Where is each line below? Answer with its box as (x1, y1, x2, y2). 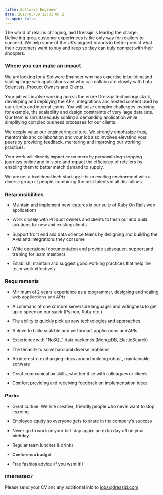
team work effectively (12, 265, 56, 271)
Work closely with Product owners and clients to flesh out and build (12, 217, 147, 222)
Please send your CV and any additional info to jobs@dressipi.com (5, 484, 139, 490)
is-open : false (5, 16, 36, 21)
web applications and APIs (12, 294, 66, 300)
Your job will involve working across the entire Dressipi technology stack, (5, 93, 152, 99)
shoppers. (5, 50, 26, 56)
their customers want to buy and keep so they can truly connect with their (5, 45, 153, 51)
